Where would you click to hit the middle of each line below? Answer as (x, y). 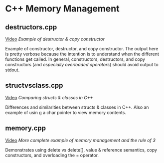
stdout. (12, 70)
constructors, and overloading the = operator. (52, 155)
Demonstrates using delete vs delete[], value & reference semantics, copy (81, 150)
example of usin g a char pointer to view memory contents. (66, 112)
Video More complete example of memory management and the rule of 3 (81, 140)
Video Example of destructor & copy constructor (55, 39)
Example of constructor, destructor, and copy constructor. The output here (82, 49)
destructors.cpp (31, 27)
